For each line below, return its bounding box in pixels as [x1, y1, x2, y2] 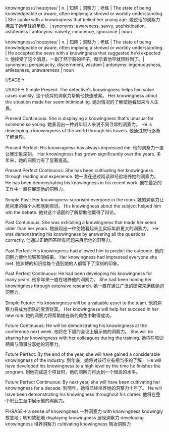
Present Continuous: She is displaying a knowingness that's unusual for [5, 116, 154, 121]
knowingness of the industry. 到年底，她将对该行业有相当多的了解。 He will [5, 357, 161, 363]
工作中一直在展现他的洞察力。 [5, 186, 67, 192]
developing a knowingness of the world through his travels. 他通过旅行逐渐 [5, 128, 160, 133]
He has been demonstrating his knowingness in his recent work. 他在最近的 [5, 180, 162, 186]
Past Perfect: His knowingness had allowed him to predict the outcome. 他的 [5, 248, 164, 254]
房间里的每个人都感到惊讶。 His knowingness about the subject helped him [5, 203, 161, 209]
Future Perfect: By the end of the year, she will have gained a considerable [5, 351, 160, 357]
